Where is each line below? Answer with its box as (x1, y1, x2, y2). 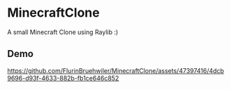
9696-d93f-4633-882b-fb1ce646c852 (7, 74, 119, 82)
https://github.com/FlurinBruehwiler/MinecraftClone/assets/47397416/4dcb (7, 66, 225, 74)
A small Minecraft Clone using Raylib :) (7, 28, 119, 36)
